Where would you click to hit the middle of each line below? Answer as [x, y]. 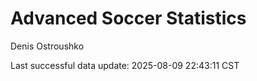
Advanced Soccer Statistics [128, 18]
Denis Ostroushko [47, 46]
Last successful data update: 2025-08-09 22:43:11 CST [125, 65]
